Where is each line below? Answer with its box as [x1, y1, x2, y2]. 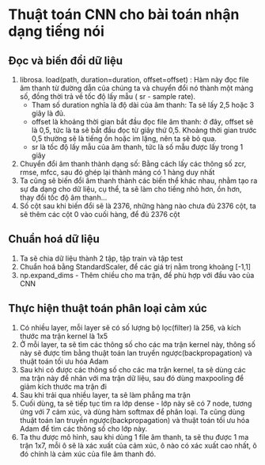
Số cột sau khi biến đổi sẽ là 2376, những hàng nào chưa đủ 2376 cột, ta [19, 201, 257, 211]
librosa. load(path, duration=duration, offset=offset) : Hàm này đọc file [19, 75, 249, 84]
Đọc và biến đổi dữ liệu [8, 54, 123, 67]
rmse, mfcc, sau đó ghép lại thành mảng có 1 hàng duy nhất [19, 168, 215, 177]
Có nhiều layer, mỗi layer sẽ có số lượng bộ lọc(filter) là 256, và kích [19, 322, 241, 332]
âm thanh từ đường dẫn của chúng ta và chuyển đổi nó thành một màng [19, 83, 254, 93]
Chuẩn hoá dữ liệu [8, 232, 100, 246]
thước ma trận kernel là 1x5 [19, 331, 108, 341]
